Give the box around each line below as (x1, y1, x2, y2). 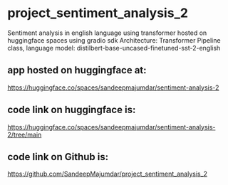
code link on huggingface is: (7, 104, 136, 116)
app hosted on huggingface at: (7, 64, 147, 76)
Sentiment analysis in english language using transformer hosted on (7, 28, 207, 37)
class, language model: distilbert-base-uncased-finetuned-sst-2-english (7, 43, 221, 52)
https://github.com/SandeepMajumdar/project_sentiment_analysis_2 (7, 169, 208, 179)
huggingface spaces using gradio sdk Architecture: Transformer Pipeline (7, 36, 221, 44)
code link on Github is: (7, 151, 109, 163)
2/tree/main (7, 130, 42, 139)
